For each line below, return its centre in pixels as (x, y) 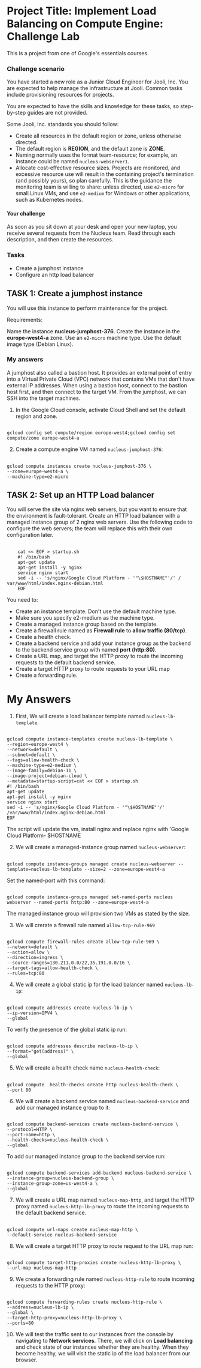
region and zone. (36, 416)
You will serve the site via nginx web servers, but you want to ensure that (97, 509)
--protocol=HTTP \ (30, 1129)
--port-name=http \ (31, 1134)
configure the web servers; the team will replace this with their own (90, 528)
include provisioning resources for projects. (60, 95)
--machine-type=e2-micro (38, 477)
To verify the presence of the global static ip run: (67, 1029)
